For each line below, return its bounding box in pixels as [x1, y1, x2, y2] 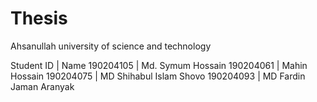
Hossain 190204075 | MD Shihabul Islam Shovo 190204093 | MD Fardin [10, 70, 306, 82]
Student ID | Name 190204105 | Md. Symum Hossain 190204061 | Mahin [10, 59, 308, 71]
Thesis [10, 7, 68, 30]
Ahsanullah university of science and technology [10, 40, 212, 52]
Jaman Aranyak [10, 80, 75, 92]
